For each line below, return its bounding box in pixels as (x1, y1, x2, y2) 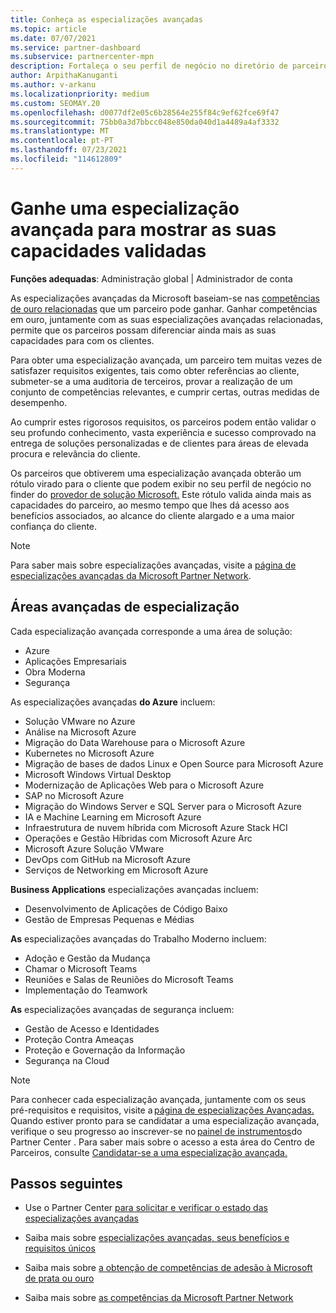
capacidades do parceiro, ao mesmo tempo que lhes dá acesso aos (10, 499, 290, 511)
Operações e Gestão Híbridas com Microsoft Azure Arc (24, 832, 253, 844)
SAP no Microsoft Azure (24, 789, 125, 801)
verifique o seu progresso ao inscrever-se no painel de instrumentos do (10, 1125, 303, 1137)
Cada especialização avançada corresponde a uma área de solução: (10, 625, 293, 637)
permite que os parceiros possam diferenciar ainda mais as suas (10, 324, 277, 336)
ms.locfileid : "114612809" (10, 154, 123, 164)
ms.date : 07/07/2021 (10, 33, 97, 43)
